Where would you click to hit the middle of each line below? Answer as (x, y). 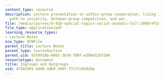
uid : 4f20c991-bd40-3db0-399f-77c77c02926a (50, 69)
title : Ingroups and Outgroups (37, 64)
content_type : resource (29, 10)
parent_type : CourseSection (34, 51)
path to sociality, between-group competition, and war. (69, 19)
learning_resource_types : (31, 32)
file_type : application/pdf (34, 28)
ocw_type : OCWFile (24, 42)
